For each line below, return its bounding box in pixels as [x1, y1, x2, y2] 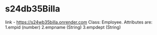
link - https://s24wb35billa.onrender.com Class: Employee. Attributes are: [5, 19, 153, 25]
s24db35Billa [5, 3, 60, 14]
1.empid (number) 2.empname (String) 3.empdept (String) [5, 24, 121, 30]
